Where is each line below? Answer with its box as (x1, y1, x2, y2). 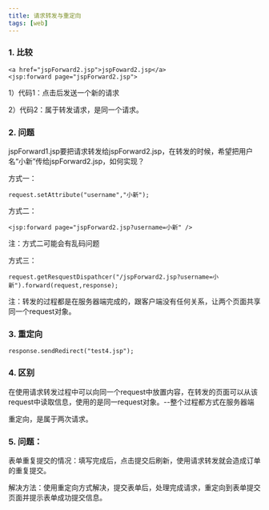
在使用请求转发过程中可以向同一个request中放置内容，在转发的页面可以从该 (8, 387, 259, 396)
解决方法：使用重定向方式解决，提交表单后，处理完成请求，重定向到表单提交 (8, 482, 261, 492)
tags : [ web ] (8, 19, 48, 27)
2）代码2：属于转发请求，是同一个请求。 (8, 105, 144, 114)
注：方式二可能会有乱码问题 (8, 239, 100, 248)
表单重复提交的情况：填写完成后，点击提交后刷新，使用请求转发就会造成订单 (8, 456, 261, 465)
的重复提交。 (8, 465, 50, 475)
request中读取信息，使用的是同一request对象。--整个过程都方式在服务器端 (8, 397, 255, 407)
